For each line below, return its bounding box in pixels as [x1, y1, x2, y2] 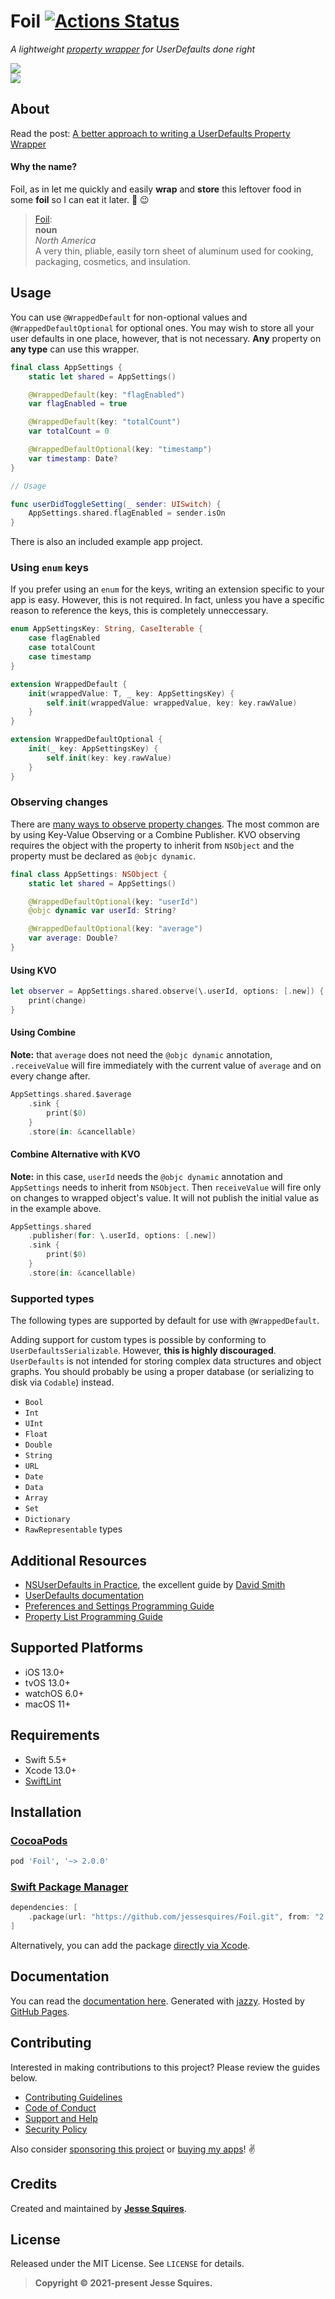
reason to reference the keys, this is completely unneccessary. [10, 605, 269, 617]
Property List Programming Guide [24, 1610, 163, 1622]
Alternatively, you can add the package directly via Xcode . [10, 1940, 251, 1952]
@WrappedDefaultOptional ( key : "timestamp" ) [28, 445, 213, 455]
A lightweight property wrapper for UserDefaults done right [10, 43, 256, 55]
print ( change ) [28, 996, 87, 1006]
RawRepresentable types [24, 1523, 123, 1535]
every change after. [10, 1070, 91, 1082]
